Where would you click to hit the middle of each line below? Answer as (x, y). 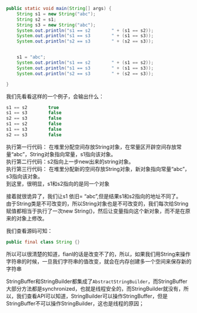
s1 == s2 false (34, 124)
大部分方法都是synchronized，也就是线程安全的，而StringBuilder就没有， (95, 288)
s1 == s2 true (33, 107)
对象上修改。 (32, 218)
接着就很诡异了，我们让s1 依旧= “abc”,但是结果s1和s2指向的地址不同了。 (94, 196)
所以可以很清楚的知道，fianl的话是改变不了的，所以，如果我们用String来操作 (98, 254)
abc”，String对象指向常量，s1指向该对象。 (65, 154)
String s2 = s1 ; (37, 19)
